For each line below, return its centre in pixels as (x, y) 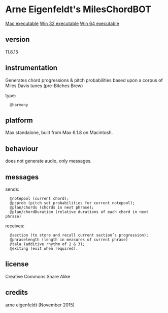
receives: (15, 226)
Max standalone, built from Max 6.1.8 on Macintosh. (59, 133)
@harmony (19, 105)
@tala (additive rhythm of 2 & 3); (47, 244)
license (17, 264)
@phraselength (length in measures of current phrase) (69, 240)
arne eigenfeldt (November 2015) (40, 305)
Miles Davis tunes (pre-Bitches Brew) (44, 86)
